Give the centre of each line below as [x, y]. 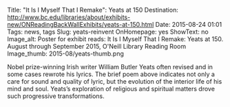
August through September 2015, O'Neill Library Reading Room [97, 46]
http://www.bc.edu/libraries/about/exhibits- [69, 17]
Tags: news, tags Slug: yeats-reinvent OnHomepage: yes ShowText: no [108, 32]
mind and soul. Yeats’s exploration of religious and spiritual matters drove [111, 89]
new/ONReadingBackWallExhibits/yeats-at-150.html [81, 24]
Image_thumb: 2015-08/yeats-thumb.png [65, 53]
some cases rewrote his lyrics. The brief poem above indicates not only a [111, 74]
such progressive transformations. [56, 96]
